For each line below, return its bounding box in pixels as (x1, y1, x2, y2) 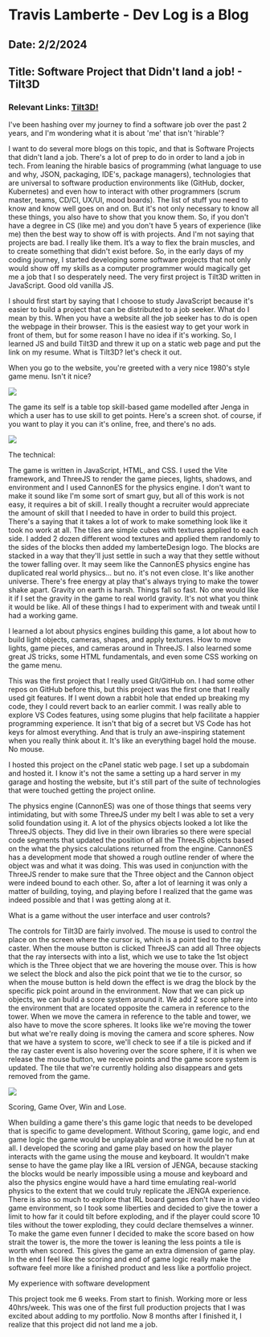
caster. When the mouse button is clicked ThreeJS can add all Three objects (8, 943, 261, 954)
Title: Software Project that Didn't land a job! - (8, 64, 243, 78)
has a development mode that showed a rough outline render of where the (8, 852, 255, 862)
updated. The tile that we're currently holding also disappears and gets (8, 1063, 243, 1072)
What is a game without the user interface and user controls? (8, 911, 211, 921)
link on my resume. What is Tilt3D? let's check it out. (8, 347, 182, 357)
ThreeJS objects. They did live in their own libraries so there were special (8, 826, 252, 837)
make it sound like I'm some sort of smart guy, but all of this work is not (8, 491, 245, 501)
